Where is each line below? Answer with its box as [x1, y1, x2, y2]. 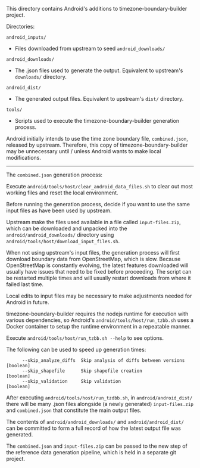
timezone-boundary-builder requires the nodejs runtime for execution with [6, 310, 189, 317]
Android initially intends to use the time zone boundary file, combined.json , [6, 135, 189, 142]
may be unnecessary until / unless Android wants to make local [6, 148, 161, 154]
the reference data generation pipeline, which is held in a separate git [6, 449, 177, 455]
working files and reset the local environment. [6, 189, 118, 196]
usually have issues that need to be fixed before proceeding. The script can [6, 268, 192, 275]
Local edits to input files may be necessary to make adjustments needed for [6, 292, 192, 299]
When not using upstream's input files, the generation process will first [6, 249, 180, 256]
